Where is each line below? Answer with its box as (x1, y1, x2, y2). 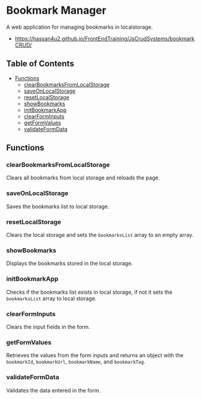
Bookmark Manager (6, 4, 106, 17)
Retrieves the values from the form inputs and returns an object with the (6, 352, 184, 359)
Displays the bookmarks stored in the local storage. (6, 260, 133, 267)
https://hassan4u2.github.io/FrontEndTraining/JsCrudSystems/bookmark (14, 35, 195, 42)
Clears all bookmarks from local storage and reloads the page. (6, 174, 160, 181)
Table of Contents (6, 59, 75, 69)
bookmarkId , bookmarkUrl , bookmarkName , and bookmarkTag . (6, 358, 145, 366)
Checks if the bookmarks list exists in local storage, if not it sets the (6, 288, 173, 296)
